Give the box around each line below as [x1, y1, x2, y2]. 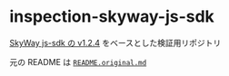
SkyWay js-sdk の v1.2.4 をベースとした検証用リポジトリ [9, 37, 222, 48]
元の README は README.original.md [9, 56, 147, 67]
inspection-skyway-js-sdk [9, 6, 215, 27]
